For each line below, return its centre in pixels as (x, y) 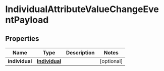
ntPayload (27, 20)
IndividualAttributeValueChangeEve (82, 9)
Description (80, 53)
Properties (22, 39)
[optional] (111, 61)
